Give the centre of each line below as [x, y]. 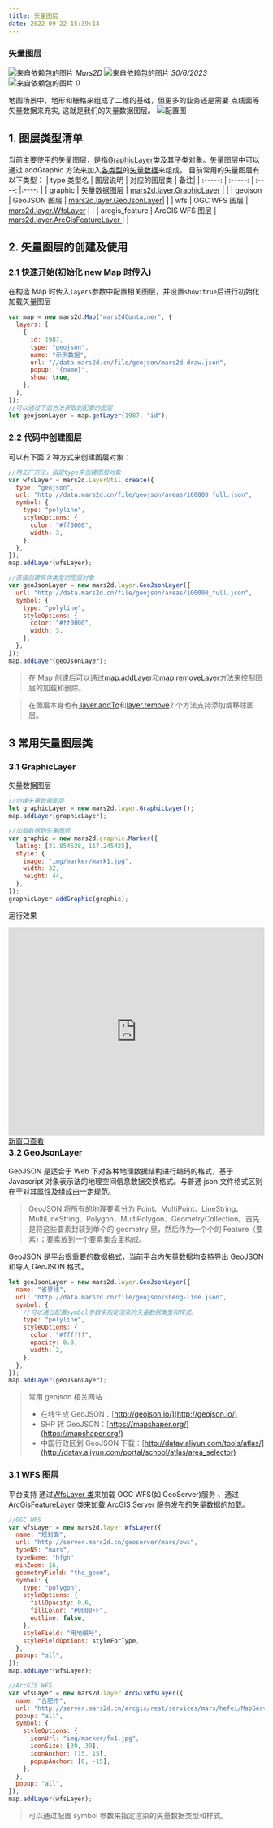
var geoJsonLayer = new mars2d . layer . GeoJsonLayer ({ [100, 585]
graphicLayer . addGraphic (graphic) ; [69, 899]
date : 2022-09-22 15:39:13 [54, 24]
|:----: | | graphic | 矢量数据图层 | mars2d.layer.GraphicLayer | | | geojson [141, 190]
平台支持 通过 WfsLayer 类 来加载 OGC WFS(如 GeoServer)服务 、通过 [124, 1494]
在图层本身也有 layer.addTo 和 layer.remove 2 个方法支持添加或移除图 [141, 705]
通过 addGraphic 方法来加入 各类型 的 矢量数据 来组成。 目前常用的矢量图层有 [134, 170]
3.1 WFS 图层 [34, 1475]
